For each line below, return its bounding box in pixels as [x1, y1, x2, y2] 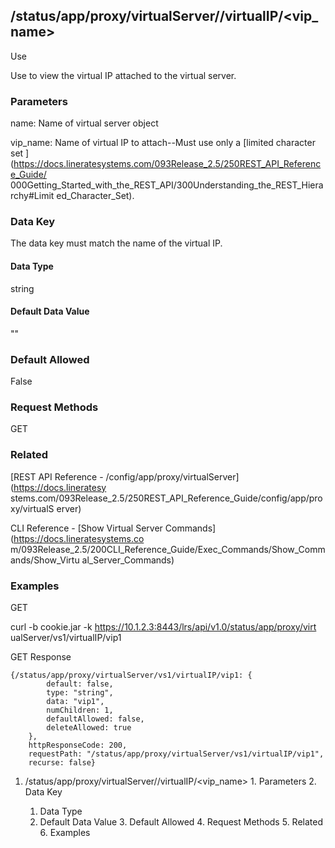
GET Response [10, 651, 72, 663]
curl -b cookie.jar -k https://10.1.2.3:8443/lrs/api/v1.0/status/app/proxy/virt [10, 621, 317, 633]
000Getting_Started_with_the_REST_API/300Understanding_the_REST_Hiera [10, 179, 324, 191]
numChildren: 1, [46, 705, 114, 715]
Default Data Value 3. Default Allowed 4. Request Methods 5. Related [39, 816, 323, 828]
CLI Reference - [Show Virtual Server [10, 522, 163, 534]
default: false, [46, 679, 114, 689]
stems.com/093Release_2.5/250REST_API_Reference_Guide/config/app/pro [10, 492, 323, 504]
